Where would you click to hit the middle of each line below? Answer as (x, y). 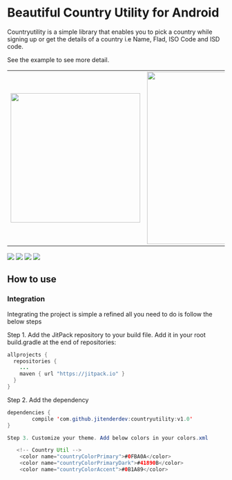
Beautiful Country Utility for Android (113, 13)
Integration (26, 299)
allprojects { (28, 354)
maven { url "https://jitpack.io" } (72, 374)
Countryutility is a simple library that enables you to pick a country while (110, 32)
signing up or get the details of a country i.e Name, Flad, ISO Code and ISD (114, 39)
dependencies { (29, 412)
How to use (32, 280)
